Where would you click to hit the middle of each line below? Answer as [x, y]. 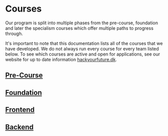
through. [14, 33]
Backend [19, 127]
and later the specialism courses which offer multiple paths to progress [79, 28]
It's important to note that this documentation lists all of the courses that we [84, 43]
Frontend [20, 110]
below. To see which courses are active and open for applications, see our [83, 54]
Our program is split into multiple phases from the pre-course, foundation [82, 23]
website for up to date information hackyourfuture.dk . [61, 59]
